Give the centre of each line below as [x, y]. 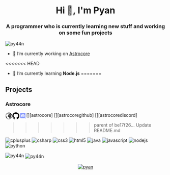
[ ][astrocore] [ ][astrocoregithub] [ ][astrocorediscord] [82, 115]
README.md [107, 131]
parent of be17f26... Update [123, 125]
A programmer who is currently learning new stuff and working [86, 27]
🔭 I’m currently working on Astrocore [51, 54]
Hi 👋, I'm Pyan [86, 10]
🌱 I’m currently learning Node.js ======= [57, 73]
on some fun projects [86, 33]
